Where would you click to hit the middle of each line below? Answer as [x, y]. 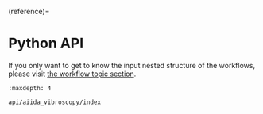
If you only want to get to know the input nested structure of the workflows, [132, 65]
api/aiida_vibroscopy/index [55, 102]
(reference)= [29, 11]
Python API [46, 44]
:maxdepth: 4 [30, 88]
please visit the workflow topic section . [72, 74]
